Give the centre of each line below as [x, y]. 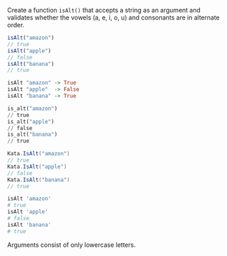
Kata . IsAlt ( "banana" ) [39, 180]
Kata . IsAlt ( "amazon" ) [39, 154]
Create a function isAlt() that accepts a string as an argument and [104, 10]
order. [16, 25]
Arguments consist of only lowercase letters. [72, 245]
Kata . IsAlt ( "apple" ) [37, 166]
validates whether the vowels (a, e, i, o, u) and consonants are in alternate [113, 17]
